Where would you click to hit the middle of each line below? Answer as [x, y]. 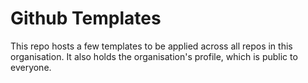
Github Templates [86, 18]
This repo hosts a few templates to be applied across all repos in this [151, 46]
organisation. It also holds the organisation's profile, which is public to [154, 56]
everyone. [31, 67]
